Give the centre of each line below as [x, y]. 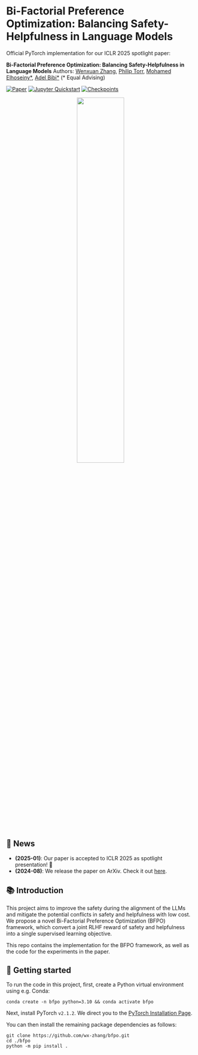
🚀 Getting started [39, 970]
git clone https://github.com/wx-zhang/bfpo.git [68, 1036]
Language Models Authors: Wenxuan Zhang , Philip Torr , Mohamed [89, 71]
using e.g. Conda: [28, 991]
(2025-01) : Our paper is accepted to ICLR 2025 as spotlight [89, 858]
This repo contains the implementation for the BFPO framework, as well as [98, 945]
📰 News [21, 844]
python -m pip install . [37, 1046]
